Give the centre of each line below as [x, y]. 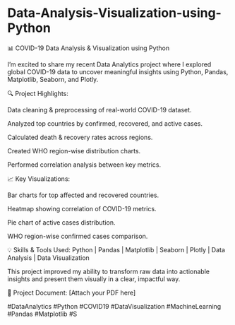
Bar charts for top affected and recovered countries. [83, 195]
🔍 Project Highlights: [38, 93]
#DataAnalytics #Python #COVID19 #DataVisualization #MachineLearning [114, 306]
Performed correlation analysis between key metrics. [84, 165]
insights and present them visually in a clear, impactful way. [94, 279]
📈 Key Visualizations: [39, 179]
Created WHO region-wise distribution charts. [74, 150]
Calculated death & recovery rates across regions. [80, 137]
